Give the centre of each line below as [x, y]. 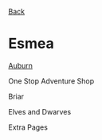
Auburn [21, 65]
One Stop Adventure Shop [51, 81]
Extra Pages [28, 127]
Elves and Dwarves [40, 111]
